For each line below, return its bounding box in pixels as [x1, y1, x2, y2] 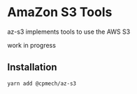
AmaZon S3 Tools [7, 4, 113, 20]
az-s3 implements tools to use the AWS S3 [7, 27, 131, 36]
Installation [7, 61, 57, 74]
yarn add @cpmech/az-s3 [7, 80, 77, 87]
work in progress [7, 41, 56, 49]
